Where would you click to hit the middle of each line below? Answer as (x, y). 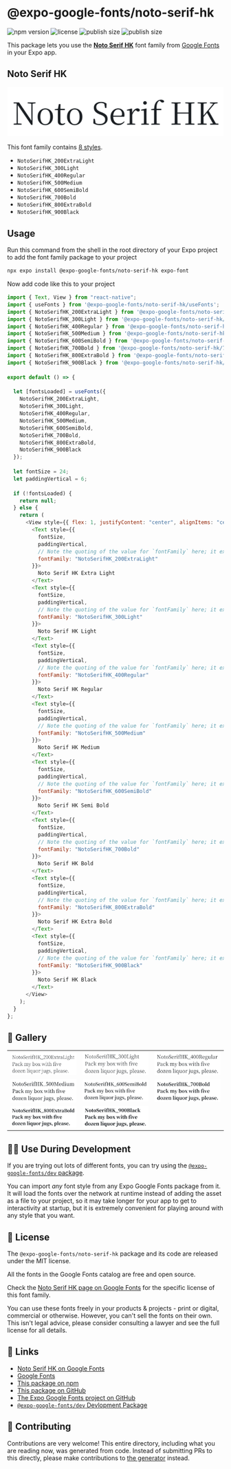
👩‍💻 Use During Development (69, 1149)
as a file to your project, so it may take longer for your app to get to (102, 1201)
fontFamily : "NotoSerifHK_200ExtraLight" (98, 559)
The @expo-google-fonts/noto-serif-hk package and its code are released (112, 1254)
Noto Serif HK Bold (66, 864)
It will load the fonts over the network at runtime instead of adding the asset (114, 1194)
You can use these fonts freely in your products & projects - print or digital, (113, 1309)
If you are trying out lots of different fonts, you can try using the (97, 1165)
